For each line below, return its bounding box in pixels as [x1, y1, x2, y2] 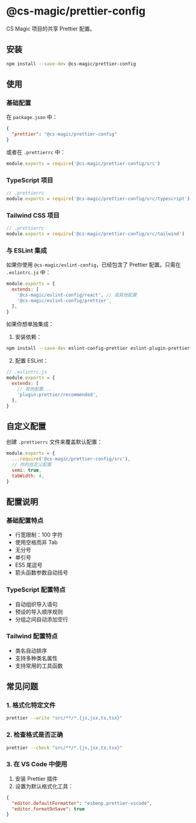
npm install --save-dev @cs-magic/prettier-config [6, 60, 136, 67]
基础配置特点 [6, 516, 44, 524]
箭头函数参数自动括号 [14, 569, 68, 576]
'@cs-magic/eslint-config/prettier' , [17, 297, 112, 303]
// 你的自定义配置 [11, 462, 52, 468]
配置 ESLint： [14, 357, 49, 364]
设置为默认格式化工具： [14, 783, 74, 790]
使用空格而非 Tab [14, 539, 58, 546]
